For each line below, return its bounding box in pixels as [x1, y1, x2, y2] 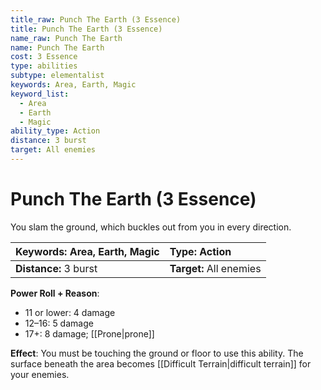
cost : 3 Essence [10, 52, 78, 62]
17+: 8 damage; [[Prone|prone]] [24, 327, 155, 340]
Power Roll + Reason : [10, 287, 100, 299]
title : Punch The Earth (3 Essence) [10, 24, 163, 34]
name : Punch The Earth [10, 42, 105, 53]
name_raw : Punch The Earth [10, 33, 123, 43]
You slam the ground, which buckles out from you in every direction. [10, 221, 292, 233]
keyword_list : [10, 89, 70, 99]
